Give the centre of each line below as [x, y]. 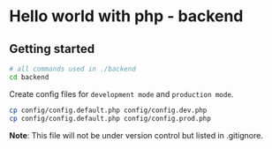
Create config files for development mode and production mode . [121, 93]
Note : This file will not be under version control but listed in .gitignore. [136, 135]
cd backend [29, 77]
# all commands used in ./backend [73, 69]
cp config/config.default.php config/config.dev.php [108, 110]
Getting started [52, 49]
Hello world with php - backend [126, 16]
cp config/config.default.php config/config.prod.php [110, 118]
